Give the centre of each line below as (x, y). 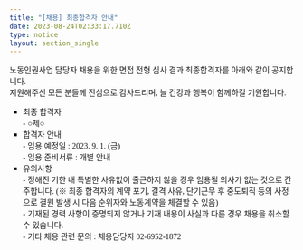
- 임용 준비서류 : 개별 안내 (66, 158)
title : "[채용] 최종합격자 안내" (64, 18)
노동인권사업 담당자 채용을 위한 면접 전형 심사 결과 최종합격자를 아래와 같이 (140, 70)
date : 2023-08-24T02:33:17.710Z (70, 26)
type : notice (34, 34)
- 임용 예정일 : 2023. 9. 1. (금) (71, 146)
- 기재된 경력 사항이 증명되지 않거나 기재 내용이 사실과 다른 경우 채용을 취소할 (156, 214)
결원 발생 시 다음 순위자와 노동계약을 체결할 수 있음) (129, 203)
